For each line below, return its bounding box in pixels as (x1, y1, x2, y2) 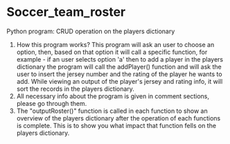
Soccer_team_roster (6, 4, 126, 20)
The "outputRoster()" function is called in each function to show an (16, 107, 209, 115)
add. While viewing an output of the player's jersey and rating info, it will (16, 77, 223, 85)
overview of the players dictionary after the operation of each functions (16, 114, 221, 122)
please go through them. (16, 99, 87, 107)
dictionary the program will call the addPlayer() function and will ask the (16, 62, 222, 71)
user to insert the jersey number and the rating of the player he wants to (16, 70, 222, 78)
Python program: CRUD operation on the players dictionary (6, 27, 175, 35)
